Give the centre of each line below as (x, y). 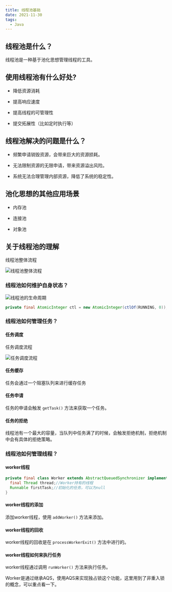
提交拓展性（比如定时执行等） (44, 123)
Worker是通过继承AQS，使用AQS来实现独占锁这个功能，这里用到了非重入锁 (85, 578)
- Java (17, 24)
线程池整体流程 (21, 260)
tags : (11, 19)
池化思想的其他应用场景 (42, 194)
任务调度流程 (19, 347)
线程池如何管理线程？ (31, 454)
